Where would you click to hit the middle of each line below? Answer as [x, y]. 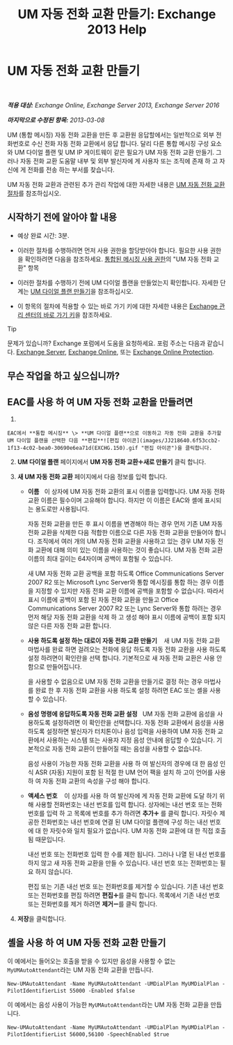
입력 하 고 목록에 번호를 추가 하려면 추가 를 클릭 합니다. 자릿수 [132, 813]
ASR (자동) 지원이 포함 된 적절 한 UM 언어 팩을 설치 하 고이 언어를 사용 [130, 772]
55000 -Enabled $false [102, 991]
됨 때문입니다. [46, 839]
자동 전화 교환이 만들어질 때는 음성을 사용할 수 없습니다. [127, 749]
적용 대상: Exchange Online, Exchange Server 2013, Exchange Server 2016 [113, 105]
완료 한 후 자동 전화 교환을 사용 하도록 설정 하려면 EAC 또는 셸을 [122, 690]
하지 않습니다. [54, 871]
